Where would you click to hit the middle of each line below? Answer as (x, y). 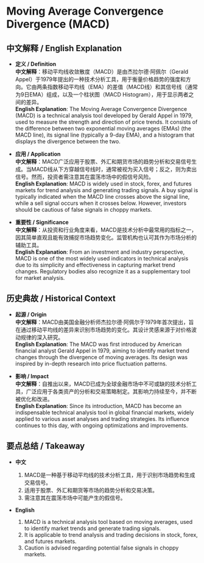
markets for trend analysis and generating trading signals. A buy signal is (107, 190)
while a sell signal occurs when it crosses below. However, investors (101, 203)
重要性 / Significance (42, 222)
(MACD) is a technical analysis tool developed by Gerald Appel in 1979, (104, 115)
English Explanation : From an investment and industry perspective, (100, 252)
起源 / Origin (31, 314)
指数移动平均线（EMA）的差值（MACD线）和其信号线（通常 (122, 87)
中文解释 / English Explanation (64, 48)
